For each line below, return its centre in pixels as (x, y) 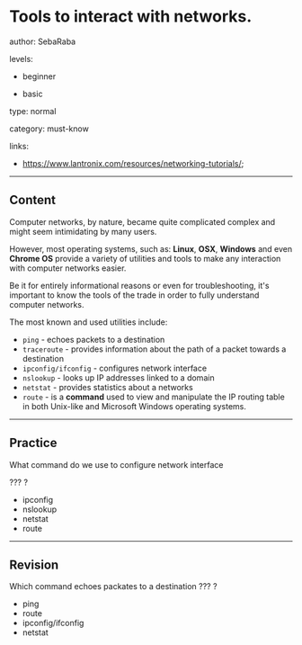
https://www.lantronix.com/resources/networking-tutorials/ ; (133, 163)
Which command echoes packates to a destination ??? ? (113, 587)
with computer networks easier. (68, 268)
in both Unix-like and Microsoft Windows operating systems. (134, 406)
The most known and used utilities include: (89, 322)
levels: (21, 58)
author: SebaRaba (43, 41)
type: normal (33, 111)
